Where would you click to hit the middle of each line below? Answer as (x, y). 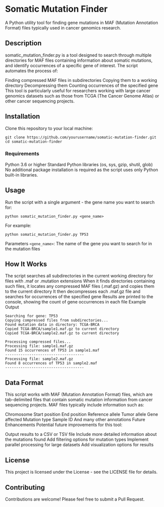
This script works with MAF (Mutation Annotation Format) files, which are (79, 394)
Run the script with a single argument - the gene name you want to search (80, 202)
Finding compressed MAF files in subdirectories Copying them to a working (81, 80)
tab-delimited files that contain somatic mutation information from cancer (79, 400)
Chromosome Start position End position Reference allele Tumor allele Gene (82, 414)
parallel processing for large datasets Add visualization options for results (79, 445)
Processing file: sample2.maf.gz (39, 359)
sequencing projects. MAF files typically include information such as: (75, 405)
